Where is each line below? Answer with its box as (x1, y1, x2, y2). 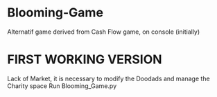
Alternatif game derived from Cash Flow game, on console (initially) (7, 28, 200, 36)
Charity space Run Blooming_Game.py (7, 81, 116, 90)
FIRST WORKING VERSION (7, 52, 162, 67)
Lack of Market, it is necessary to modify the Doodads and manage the (7, 74, 210, 83)
